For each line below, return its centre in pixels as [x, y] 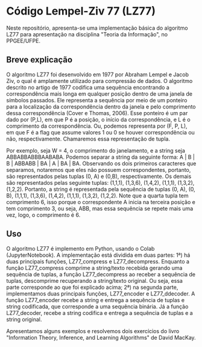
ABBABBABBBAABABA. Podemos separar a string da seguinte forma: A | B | [100, 157]
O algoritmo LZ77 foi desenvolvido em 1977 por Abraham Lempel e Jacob [97, 74]
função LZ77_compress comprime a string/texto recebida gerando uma [94, 268]
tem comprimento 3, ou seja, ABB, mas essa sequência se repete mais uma [100, 208]
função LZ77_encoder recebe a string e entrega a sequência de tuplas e [96, 300]
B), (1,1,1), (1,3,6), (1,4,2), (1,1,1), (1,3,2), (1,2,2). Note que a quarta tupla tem [97, 196]
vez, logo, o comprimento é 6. [43, 215]
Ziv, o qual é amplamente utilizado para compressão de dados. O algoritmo [99, 81]
